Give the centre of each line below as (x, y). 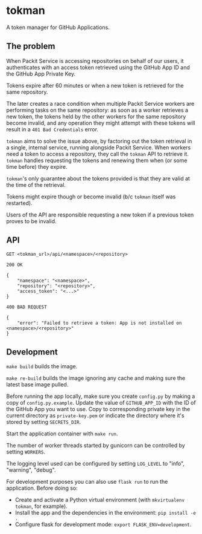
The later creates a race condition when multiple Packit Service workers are (100, 103)
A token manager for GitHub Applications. (58, 27)
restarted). (19, 203)
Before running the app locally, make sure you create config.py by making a (101, 396)
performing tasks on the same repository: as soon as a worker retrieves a (97, 110)
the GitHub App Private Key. (41, 74)
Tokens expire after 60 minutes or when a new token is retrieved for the (95, 85)
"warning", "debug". (31, 470)
